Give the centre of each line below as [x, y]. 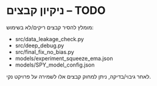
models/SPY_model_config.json [55, 65]
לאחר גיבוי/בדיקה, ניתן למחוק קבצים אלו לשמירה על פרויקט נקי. [78, 76]
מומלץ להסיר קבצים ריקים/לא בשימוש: [50, 27]
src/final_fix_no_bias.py [44, 51]
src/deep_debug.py [40, 45]
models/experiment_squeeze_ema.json [64, 58]
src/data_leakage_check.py [49, 39]
